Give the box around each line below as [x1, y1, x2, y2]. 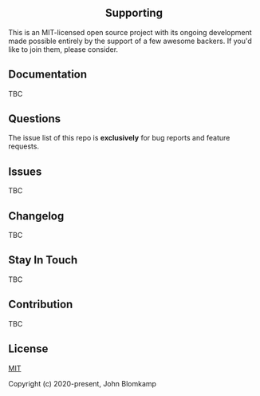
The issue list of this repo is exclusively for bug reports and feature [8, 133, 230, 143]
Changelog [8, 209, 65, 223]
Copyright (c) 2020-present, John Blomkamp [8, 378, 157, 388]
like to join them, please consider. [8, 44, 118, 54]
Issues [8, 164, 42, 178]
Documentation [8, 68, 88, 81]
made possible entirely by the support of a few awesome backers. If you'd [8, 36, 253, 46]
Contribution [8, 298, 73, 311]
